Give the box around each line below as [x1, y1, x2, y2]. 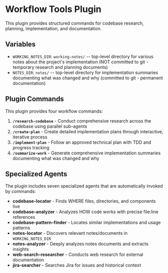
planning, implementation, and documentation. [5, 25, 102, 31]
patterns [12, 225, 30, 231]
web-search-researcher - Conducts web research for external [12, 251, 143, 257]
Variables [5, 40, 36, 49]
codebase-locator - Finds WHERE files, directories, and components [12, 198, 156, 204]
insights [12, 246, 29, 252]
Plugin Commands [5, 95, 64, 104]
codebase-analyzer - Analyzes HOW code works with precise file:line [12, 209, 158, 215]
